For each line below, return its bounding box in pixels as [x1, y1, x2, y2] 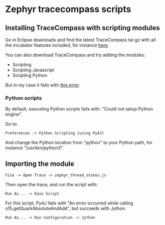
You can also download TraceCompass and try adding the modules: [5, 52, 145, 58]
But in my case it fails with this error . [5, 82, 80, 88]
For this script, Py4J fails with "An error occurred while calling [5, 200, 133, 206]
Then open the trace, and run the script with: [5, 182, 98, 188]
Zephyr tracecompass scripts [5, 4, 131, 15]
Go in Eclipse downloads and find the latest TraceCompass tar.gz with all [5, 37, 156, 43]
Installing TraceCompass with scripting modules [5, 24, 160, 32]
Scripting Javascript [12, 67, 54, 73]
